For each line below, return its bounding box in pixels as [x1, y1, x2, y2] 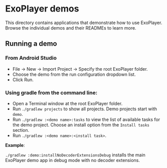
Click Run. [12, 76, 34, 83]
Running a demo [5, 40, 57, 48]
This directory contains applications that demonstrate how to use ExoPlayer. [5, 20, 162, 26]
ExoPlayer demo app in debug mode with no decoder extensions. [5, 157, 140, 163]
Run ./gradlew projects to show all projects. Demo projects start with [12, 106, 157, 112]
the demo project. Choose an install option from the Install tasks [12, 121, 149, 128]
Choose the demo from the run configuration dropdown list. [12, 71, 136, 77]
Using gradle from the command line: [5, 89, 98, 96]
